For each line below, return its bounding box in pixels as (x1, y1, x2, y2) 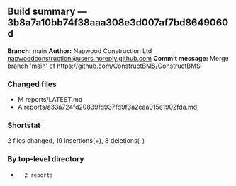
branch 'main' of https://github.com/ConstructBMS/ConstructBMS (7, 62, 201, 70)
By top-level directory (7, 154, 84, 164)
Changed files (7, 79, 57, 89)
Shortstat (7, 120, 41, 130)
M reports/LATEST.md (17, 95, 83, 104)
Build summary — (7, 6, 87, 18)
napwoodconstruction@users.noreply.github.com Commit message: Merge (7, 54, 229, 62)
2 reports (24, 171, 53, 179)
